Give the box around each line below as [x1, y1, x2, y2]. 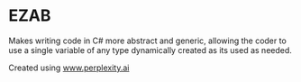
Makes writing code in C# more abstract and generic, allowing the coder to [8, 35, 287, 46]
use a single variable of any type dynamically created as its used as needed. [8, 44, 292, 55]
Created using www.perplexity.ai [8, 62, 130, 73]
